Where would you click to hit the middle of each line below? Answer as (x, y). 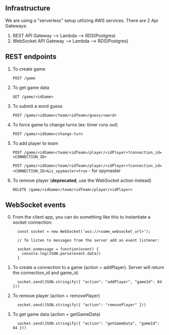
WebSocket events (36, 205)
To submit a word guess (38, 106)
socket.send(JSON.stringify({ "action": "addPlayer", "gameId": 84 (90, 282)
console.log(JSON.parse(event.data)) (61, 254)
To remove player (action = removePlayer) (56, 296)
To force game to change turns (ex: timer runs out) (65, 124)
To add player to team (35, 143)
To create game (29, 69)
